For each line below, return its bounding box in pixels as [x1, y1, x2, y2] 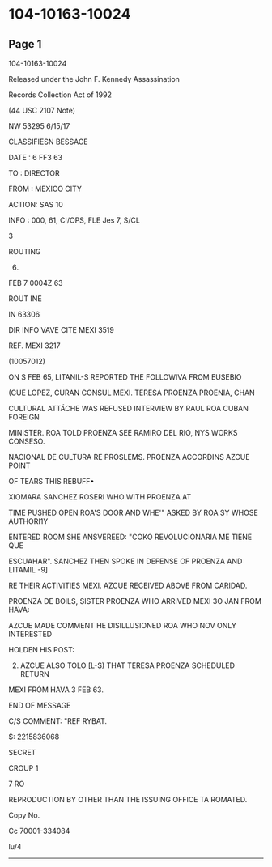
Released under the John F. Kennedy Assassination [8, 74, 181, 83]
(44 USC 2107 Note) [8, 106, 75, 115]
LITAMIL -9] [8, 565, 49, 575]
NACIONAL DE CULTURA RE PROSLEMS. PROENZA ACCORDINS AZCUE [8, 453, 250, 461]
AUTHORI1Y [8, 516, 49, 526]
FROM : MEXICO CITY [8, 184, 83, 193]
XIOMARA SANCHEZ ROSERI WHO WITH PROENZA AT [8, 492, 192, 502]
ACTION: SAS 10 [8, 200, 63, 209]
